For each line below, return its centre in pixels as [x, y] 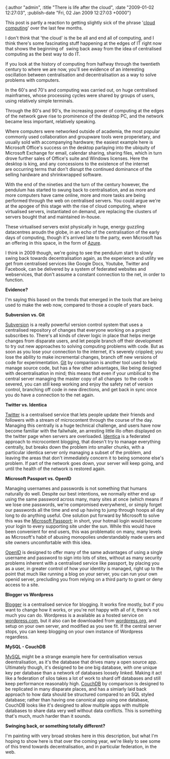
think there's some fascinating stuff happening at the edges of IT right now [83, 43]
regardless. [17, 637]
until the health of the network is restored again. [55, 469]
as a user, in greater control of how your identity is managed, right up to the [84, 568]
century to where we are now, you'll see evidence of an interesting [75, 69]
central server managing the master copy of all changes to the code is [79, 379]
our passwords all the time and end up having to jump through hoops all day [85, 510]
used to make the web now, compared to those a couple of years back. [79, 305]
